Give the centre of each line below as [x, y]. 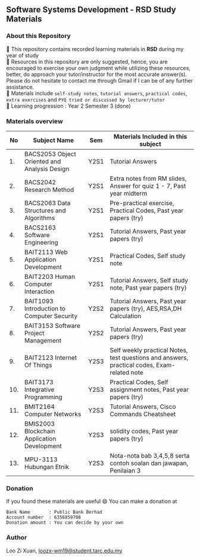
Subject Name [54, 140]
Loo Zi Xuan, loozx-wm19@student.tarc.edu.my [64, 550]
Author [17, 537]
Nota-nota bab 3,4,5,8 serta [150, 455]
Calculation [126, 316]
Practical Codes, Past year [147, 210]
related [120, 372]
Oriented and [43, 161]
